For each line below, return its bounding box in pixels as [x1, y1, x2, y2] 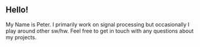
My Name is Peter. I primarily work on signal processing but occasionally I [5, 20, 190, 28]
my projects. [5, 33, 37, 41]
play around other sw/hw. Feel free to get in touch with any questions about [5, 27, 194, 34]
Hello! [5, 5, 28, 15]
